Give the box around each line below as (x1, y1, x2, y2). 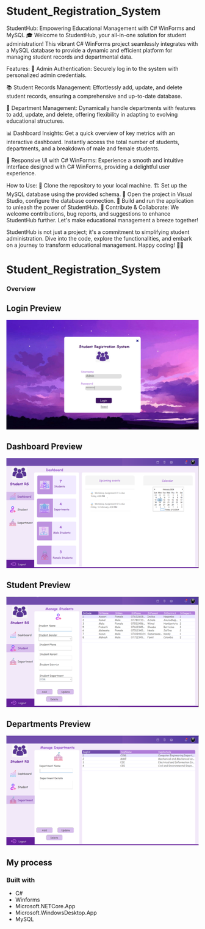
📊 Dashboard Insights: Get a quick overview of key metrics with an (6, 129, 175, 137)
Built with (6, 875, 35, 884)
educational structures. (6, 117, 65, 125)
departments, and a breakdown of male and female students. (6, 145, 160, 152)
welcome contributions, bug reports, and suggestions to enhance (6, 209, 171, 217)
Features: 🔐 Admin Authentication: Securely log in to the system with (6, 65, 179, 72)
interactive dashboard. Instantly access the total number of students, (6, 138, 180, 145)
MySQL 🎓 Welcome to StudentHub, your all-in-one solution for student (6, 31, 187, 38)
